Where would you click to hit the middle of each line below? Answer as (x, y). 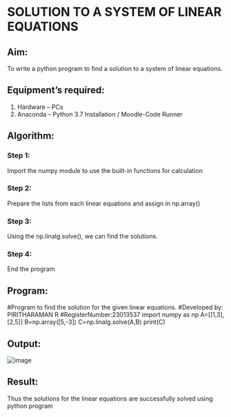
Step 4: (20, 254)
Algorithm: (31, 136)
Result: (23, 382)
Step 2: (20, 188)
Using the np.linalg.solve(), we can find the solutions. (83, 236)
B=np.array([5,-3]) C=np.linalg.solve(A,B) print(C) (94, 322)
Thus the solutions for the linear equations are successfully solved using (110, 398)
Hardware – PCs (40, 107)
